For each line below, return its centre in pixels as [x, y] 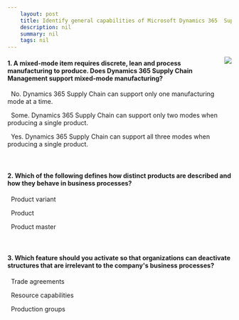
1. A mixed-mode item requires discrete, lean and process [94, 63]
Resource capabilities [42, 295]
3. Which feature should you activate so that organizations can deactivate [119, 258]
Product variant [33, 199]
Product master [33, 226]
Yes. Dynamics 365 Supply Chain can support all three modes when [110, 137]
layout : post [39, 14]
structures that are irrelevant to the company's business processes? [111, 266]
